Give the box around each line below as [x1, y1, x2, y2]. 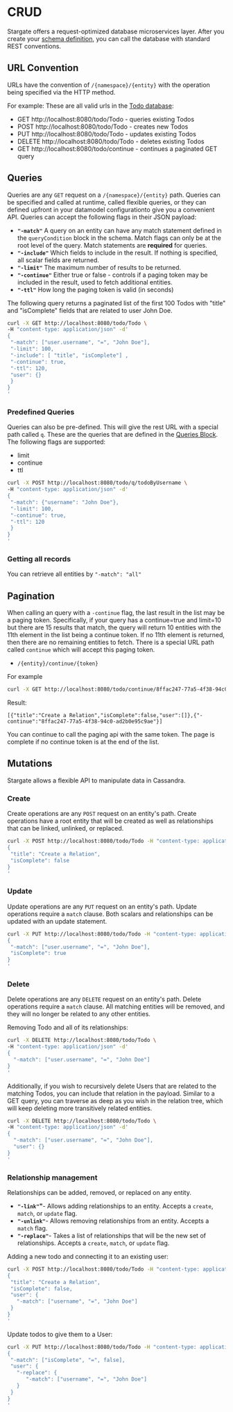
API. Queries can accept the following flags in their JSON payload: [7, 213, 197, 221]
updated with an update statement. [7, 917, 107, 925]
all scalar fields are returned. [17, 255, 99, 264]
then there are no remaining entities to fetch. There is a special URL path [7, 638, 214, 647]
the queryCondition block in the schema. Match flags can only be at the [17, 234, 222, 242]
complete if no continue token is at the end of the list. [7, 738, 159, 746]
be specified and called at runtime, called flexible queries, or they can [7, 198, 207, 206]
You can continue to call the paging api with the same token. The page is [7, 730, 215, 739]
